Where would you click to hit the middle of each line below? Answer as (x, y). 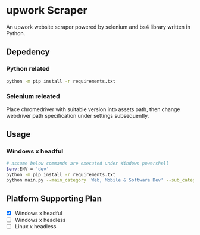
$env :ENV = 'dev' (28, 169)
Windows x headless (40, 220)
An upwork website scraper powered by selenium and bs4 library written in (98, 27)
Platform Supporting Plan (54, 199)
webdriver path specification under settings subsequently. (78, 115)
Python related (28, 69)
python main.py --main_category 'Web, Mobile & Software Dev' (85, 180)
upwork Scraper (47, 10)
